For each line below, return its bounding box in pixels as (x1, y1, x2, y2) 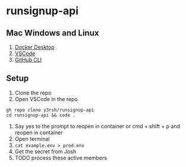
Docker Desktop (14, 43, 55, 51)
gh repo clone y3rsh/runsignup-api (6, 107, 94, 113)
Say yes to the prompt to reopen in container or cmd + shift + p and (14, 122, 180, 130)
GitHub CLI (14, 56, 42, 63)
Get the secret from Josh (14, 147, 77, 155)
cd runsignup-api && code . (6, 112, 76, 118)
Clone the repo (14, 89, 52, 96)
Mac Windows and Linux (6, 28, 99, 38)
